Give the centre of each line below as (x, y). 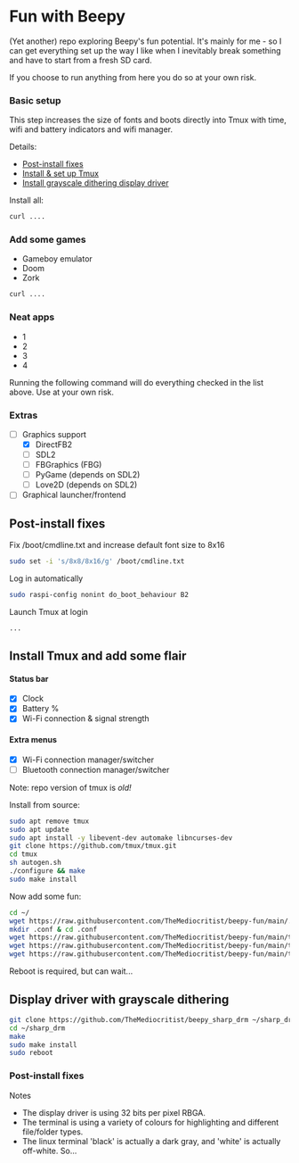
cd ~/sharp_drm (37, 1028)
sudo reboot (31, 1053)
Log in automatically (46, 578)
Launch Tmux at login (49, 611)
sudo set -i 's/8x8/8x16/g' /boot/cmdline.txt (97, 561)
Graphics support (54, 434)
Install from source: (44, 804)
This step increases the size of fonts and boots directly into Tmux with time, (148, 120)
